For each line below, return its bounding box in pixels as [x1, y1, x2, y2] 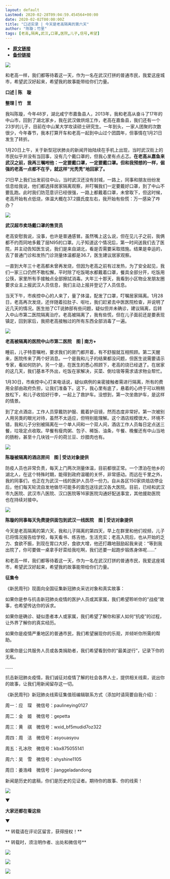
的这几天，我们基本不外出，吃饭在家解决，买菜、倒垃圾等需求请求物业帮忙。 [5, 368, 165, 374]
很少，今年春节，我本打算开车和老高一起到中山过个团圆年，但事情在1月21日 [5, 130, 162, 136]
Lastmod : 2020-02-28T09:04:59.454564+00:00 [5, 12, 99, 17]
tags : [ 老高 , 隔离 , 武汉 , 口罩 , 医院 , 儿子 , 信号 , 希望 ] [5, 31, 100, 36]
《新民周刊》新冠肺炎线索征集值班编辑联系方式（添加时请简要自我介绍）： [5, 691, 158, 698]
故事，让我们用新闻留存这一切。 [9, 681, 76, 687]
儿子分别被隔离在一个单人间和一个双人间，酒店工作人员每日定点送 [22, 421, 160, 427]
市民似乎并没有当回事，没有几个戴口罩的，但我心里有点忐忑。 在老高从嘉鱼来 [5, 153, 165, 159]
